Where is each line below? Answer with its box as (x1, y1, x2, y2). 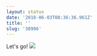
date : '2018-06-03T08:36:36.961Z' (6, 14, 93, 20)
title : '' (6, 20, 31, 26)
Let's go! (6, 43, 28, 50)
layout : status (6, 8, 45, 15)
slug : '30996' (6, 25, 42, 32)
